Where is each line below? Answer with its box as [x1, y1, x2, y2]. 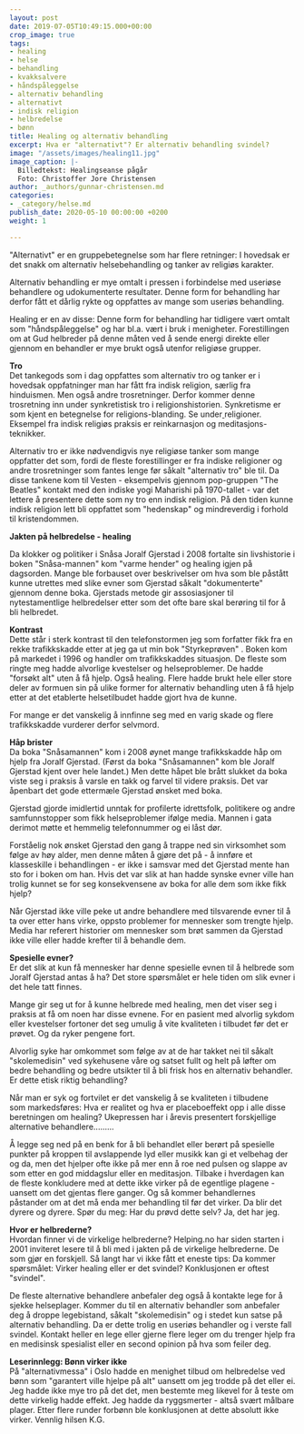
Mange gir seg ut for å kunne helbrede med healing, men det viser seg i [9, 998, 277, 1010]
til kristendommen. [9, 513, 80, 524]
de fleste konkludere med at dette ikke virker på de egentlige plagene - [9, 1177, 275, 1188]
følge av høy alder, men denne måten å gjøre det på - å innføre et [9, 849, 253, 860]
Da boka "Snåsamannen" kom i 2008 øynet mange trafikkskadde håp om [9, 746, 283, 757]
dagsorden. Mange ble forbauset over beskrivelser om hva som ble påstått [9, 568, 289, 579]
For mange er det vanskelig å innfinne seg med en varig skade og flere [9, 709, 274, 720]
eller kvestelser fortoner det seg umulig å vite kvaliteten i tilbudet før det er [9, 1018, 289, 1029]
